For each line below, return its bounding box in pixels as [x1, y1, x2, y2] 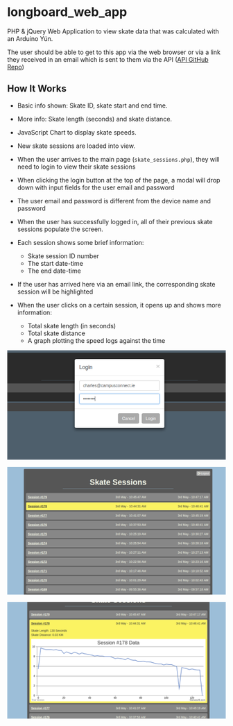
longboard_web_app [7, 4, 128, 20]
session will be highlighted [17, 287, 94, 296]
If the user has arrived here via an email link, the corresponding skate [17, 280, 216, 288]
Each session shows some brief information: [17, 238, 144, 246]
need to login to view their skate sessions [17, 162, 136, 171]
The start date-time [27, 259, 83, 267]
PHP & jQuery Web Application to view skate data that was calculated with [7, 27, 220, 35]
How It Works [7, 83, 67, 94]
